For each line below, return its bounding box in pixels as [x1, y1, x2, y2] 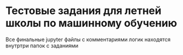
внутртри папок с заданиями [5, 42, 79, 49]
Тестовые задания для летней [5, 4, 162, 18]
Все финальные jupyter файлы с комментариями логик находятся [5, 36, 171, 43]
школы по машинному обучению [5, 16, 177, 30]
